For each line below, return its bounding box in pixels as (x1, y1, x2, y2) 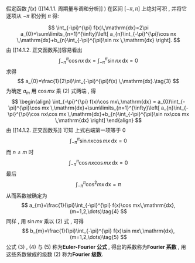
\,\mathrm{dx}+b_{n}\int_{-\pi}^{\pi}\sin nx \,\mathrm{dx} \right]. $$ (16, 37, 180, 43)
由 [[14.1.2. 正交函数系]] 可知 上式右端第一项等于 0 (6, 127, 126, 134)
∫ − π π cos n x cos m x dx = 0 (69, 158, 128, 168)
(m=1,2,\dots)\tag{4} (69, 207, 119, 215)
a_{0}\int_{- (157, 98, 186, 105)
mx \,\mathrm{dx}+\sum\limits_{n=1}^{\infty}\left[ (42, 104, 160, 111)
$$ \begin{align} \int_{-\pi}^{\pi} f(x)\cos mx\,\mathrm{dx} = (11, 98, 156, 105)
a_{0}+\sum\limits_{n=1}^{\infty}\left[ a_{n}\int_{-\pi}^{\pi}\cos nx (20, 30, 177, 37)
